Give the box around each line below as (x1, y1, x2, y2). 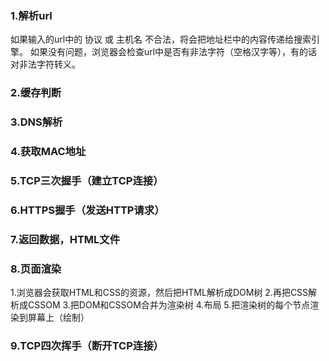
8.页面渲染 (10, 262, 62, 276)
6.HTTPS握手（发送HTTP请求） (10, 203, 165, 217)
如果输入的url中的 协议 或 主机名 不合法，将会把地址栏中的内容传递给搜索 (10, 33, 312, 46)
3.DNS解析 (10, 115, 63, 129)
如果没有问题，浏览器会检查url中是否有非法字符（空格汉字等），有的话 (29, 46, 318, 58)
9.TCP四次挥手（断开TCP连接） (10, 339, 164, 353)
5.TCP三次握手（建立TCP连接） (10, 173, 164, 187)
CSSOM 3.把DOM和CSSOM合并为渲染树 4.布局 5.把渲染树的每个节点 (27, 299, 311, 311)
